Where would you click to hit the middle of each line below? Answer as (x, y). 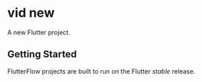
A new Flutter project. (39, 32)
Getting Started (42, 54)
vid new (31, 13)
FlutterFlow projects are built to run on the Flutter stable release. (101, 71)
